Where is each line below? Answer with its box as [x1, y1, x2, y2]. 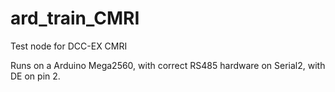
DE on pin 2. [10, 70, 61, 82]
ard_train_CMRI [10, 7, 140, 30]
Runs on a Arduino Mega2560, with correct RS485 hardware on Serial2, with [10, 59, 326, 71]
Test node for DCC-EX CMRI [10, 40, 128, 52]
